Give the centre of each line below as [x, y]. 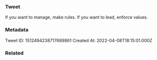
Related [14, 53]
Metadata [17, 30]
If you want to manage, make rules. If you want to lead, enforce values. [77, 17]
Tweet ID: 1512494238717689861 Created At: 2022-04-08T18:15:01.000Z [79, 40]
